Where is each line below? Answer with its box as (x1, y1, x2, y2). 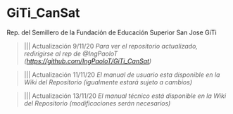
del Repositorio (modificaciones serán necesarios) (23, 99, 171, 107)
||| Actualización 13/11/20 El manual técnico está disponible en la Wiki (23, 91, 227, 100)
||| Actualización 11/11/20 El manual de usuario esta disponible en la (23, 70, 220, 79)
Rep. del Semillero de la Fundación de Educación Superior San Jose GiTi (6, 28, 217, 37)
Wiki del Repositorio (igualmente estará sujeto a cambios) (23, 77, 193, 86)
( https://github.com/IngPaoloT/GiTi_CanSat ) (23, 56, 152, 65)
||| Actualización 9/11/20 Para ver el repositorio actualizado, (23, 42, 199, 50)
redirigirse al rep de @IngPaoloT (23, 49, 118, 58)
